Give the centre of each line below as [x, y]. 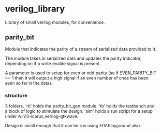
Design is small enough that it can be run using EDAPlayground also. [73, 126]
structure [16, 95]
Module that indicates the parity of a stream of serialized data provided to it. [81, 49]
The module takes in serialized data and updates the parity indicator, [73, 58]
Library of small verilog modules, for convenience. [55, 22]
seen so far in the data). [29, 83]
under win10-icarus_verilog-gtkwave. [42, 116]
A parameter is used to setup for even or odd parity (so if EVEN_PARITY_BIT [81, 73]
